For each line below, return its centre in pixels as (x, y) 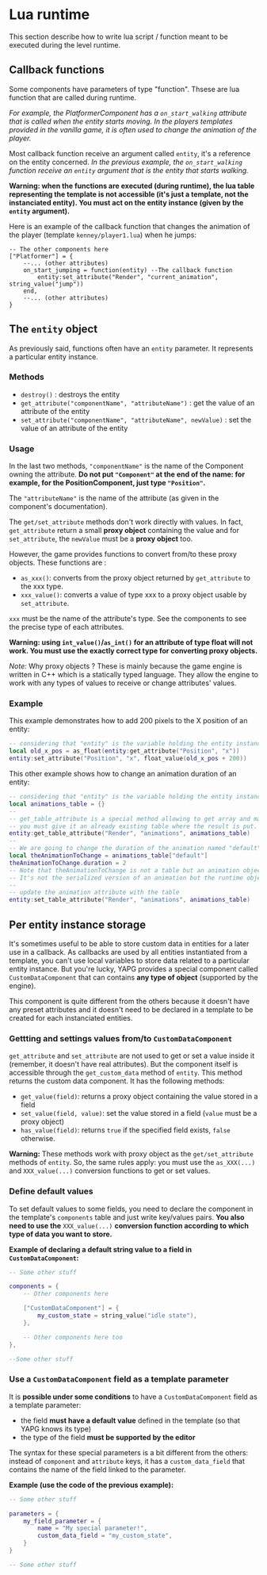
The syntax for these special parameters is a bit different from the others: (129, 1452)
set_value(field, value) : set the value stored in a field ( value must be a (139, 1113)
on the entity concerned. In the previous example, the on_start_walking (126, 162)
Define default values (51, 1191)
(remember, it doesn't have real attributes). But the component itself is (124, 1064)
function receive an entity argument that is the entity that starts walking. (129, 170)
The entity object (53, 330)
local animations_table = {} (57, 804)
